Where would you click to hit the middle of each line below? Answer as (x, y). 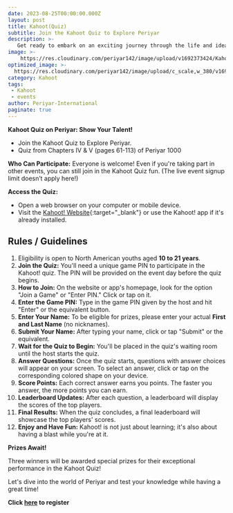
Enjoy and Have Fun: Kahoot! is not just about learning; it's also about (117, 427)
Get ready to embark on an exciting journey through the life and (115, 46)
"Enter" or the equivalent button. (64, 309)
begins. (29, 280)
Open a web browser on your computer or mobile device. (100, 205)
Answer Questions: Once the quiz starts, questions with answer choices (122, 360)
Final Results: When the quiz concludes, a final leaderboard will (109, 412)
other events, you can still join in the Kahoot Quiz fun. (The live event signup (116, 171)
